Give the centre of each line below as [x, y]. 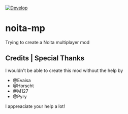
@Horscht [23, 86]
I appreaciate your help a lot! [35, 106]
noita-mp [25, 28]
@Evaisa [22, 80]
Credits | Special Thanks [45, 58]
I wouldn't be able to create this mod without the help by [64, 70]
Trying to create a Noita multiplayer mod [47, 42]
